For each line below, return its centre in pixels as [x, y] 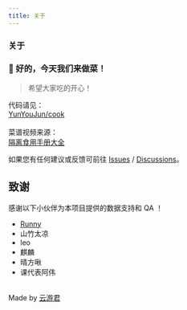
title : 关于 [27, 16]
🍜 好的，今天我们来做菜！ [57, 69]
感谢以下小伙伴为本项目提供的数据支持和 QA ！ [85, 208]
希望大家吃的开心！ [60, 88]
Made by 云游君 [35, 297]
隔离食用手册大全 [37, 142]
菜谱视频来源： [33, 132]
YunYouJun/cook [37, 114]
